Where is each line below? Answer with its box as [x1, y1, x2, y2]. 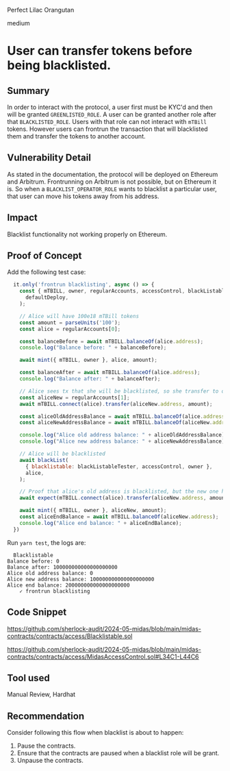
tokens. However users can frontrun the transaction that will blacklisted [7, 125, 208, 133]
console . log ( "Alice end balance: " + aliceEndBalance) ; [19, 519, 183, 526]
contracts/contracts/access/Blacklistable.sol [7, 632, 133, 640]
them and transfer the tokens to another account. [7, 132, 146, 140]
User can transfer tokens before [7, 43, 193, 59]
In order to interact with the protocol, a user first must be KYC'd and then [7, 103, 214, 111]
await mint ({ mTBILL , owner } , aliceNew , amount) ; [19, 507, 167, 514]
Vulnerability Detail [7, 152, 91, 164]
